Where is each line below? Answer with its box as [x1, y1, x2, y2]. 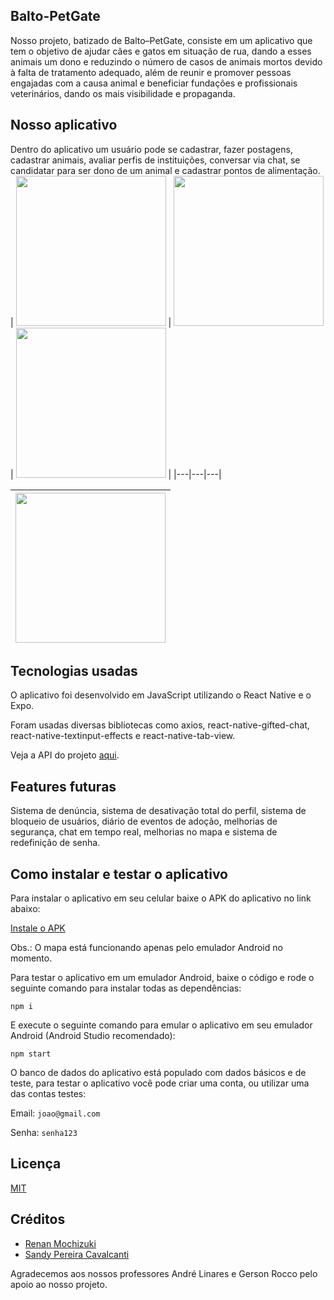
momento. [10, 952, 53, 964]
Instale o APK [10, 922, 66, 934]
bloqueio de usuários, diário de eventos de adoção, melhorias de [10, 815, 278, 828]
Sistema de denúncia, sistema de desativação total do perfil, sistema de [10, 805, 307, 817]
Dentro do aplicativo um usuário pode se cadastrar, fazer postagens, [10, 143, 293, 155]
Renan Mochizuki [24, 1237, 97, 1249]
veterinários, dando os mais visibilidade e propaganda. [10, 87, 236, 99]
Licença [10, 1155, 62, 1173]
